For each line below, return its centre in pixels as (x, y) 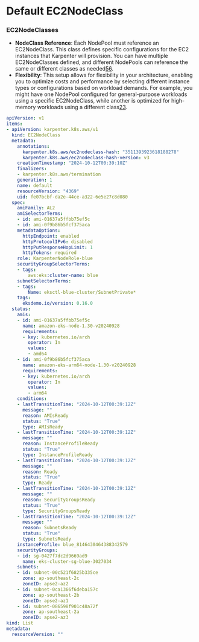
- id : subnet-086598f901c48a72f (58, 606)
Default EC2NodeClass (65, 11)
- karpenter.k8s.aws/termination (59, 174)
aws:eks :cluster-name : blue (63, 275)
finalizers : (32, 169)
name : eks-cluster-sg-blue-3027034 (67, 561)
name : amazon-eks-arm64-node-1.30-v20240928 (79, 365)
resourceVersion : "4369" (48, 191)
